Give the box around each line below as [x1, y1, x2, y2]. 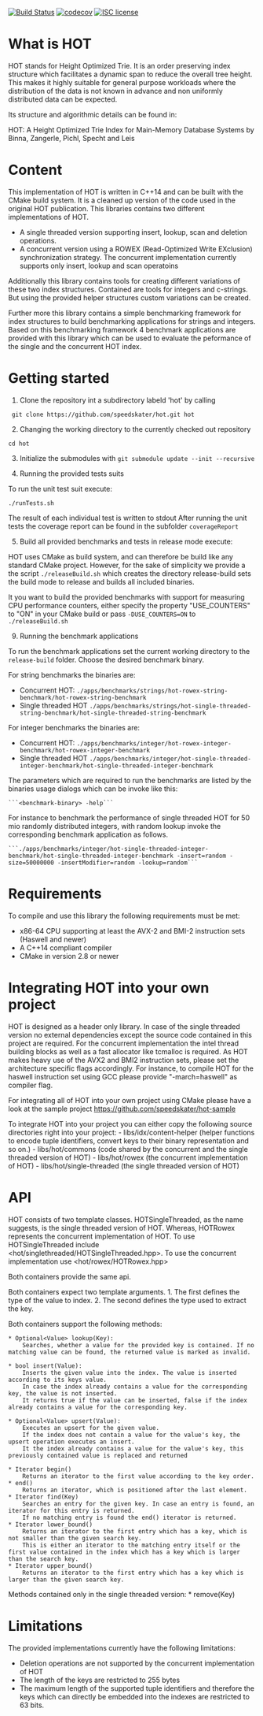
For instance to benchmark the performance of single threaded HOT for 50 [8, 812, 250, 823]
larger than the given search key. [8, 1576, 125, 1584]
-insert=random [176, 852, 226, 860]
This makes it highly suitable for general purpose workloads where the [8, 77, 236, 87]
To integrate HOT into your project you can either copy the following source [8, 1119, 253, 1128]
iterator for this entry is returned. [8, 1506, 135, 1514]
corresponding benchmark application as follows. [8, 830, 169, 839]
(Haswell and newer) [19, 934, 87, 944]
